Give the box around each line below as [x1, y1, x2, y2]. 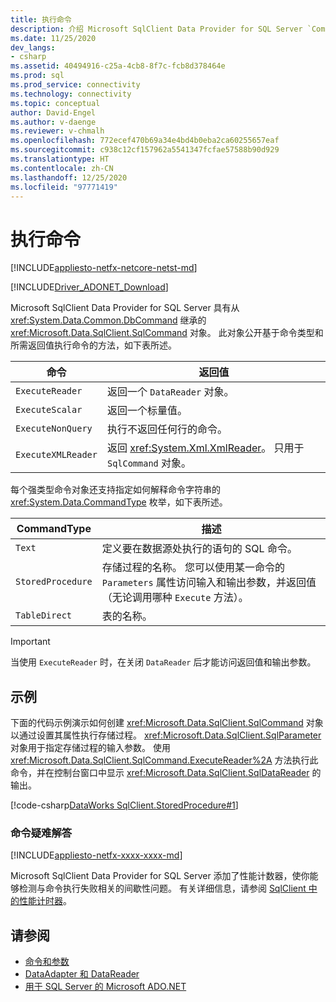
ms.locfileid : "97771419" [10, 182, 118, 192]
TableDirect [15, 610, 73, 621]
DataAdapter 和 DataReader [24, 968, 140, 980]
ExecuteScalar [15, 404, 83, 416]
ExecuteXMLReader [15, 449, 98, 461]
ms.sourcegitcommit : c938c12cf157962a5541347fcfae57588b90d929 [10, 145, 280, 155]
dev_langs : [10, 42, 56, 53]
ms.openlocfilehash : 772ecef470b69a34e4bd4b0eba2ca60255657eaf [10, 136, 280, 146]
